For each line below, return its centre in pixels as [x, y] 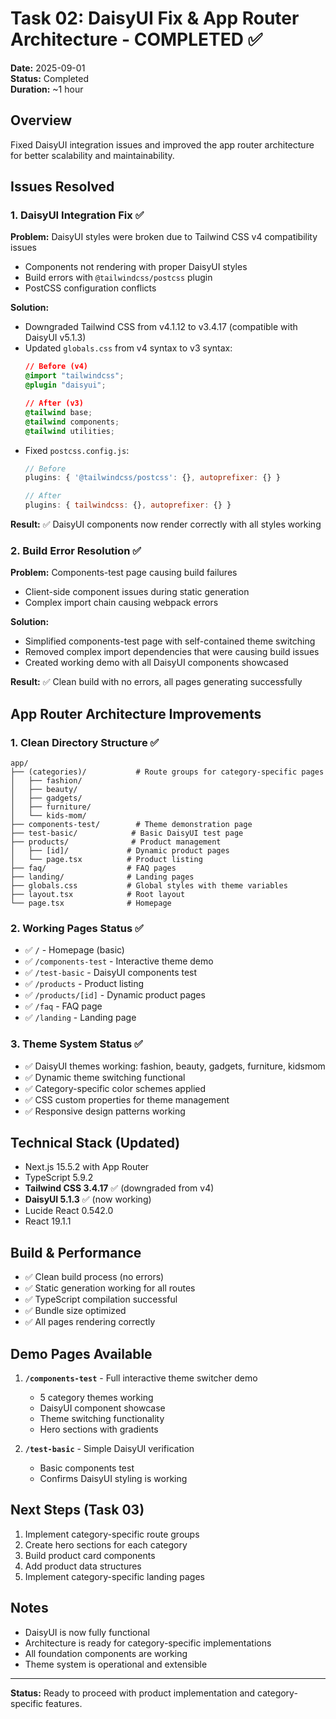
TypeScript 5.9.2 [59, 1178]
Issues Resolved [62, 187]
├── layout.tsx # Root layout [98, 895]
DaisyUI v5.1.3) [55, 338]
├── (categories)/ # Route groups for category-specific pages [167, 772]
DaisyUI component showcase [102, 1408]
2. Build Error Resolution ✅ [76, 550]
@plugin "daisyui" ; [65, 385]
